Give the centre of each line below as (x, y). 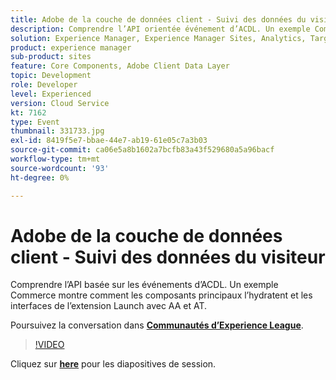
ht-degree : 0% (40, 177)
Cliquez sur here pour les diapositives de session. (113, 364)
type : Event (35, 122)
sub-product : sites (51, 57)
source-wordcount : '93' (60, 168)
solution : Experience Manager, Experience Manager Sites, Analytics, (158, 38)
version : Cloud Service (60, 103)
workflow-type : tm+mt (55, 159)
